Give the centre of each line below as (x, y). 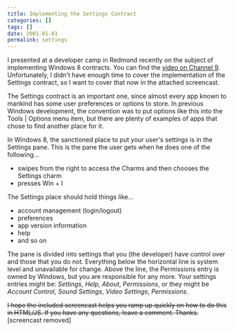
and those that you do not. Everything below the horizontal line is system (113, 262)
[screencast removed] (39, 320)
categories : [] (30, 20)
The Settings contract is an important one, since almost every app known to (117, 96)
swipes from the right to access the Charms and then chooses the (113, 168)
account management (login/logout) (70, 211)
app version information (52, 225)
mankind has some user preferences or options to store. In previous (105, 104)
